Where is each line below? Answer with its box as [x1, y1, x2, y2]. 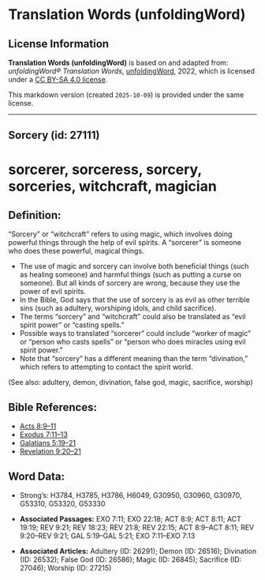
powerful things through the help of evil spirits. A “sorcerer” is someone [8, 238, 242, 247]
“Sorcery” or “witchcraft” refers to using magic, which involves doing [8, 229, 233, 239]
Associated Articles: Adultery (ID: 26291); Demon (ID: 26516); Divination [19, 547, 257, 556]
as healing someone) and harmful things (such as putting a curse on [19, 270, 242, 280]
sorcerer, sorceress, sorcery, [8, 160, 203, 179]
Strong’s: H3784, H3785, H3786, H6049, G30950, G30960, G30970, [19, 491, 242, 500]
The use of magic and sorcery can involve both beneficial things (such [19, 262, 249, 271]
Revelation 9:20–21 [19, 446, 81, 456]
